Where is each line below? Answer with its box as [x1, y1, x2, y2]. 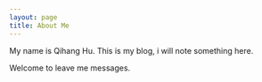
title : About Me [9, 21, 70, 30]
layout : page [9, 12, 58, 22]
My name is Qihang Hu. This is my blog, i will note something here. [9, 45, 254, 56]
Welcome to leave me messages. [9, 63, 131, 73]
